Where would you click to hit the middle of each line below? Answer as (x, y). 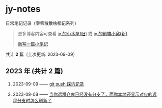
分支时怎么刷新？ (34, 100)
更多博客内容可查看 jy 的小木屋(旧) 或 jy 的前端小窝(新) (72, 33)
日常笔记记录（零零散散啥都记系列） (42, 23)
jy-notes (23, 9)
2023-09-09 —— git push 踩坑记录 (48, 84)
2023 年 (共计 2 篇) (34, 71)
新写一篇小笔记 (33, 44)
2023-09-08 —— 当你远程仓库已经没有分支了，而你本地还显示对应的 (82, 94)
